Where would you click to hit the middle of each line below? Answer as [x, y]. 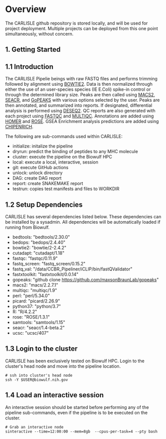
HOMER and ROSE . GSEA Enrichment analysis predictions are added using [82, 121]
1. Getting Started [33, 49]
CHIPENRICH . [19, 127]
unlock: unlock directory [37, 173]
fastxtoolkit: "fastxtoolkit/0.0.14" [45, 274]
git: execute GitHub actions [40, 168]
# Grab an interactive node [34, 427]
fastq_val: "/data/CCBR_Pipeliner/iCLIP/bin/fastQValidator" [72, 269]
